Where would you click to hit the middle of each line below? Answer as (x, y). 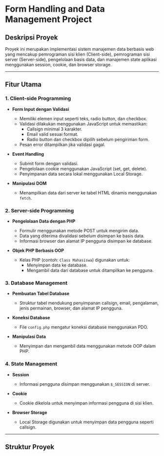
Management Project (48, 19)
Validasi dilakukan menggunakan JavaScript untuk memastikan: (83, 124)
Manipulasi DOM (29, 183)
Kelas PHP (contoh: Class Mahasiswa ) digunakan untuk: (75, 260)
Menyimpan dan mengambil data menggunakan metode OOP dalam (88, 346)
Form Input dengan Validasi (41, 109)
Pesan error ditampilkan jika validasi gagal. (62, 145)
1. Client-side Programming (38, 99)
